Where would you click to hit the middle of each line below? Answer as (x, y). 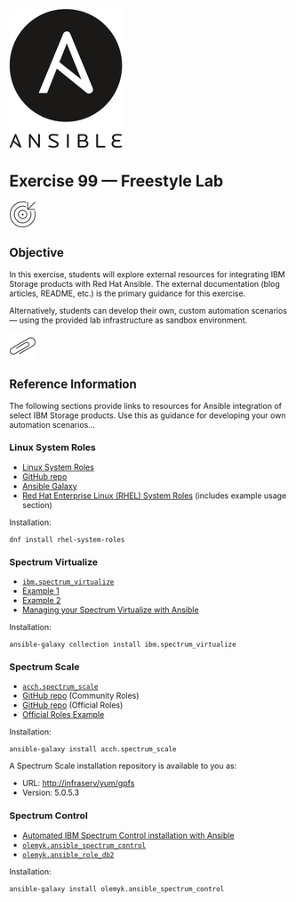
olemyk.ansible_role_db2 (68, 855)
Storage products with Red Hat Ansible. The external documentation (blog (144, 283)
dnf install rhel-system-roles (67, 539)
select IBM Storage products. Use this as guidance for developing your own (148, 415)
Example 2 (41, 601)
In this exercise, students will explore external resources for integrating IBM (148, 274)
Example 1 (40, 591)
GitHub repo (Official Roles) (72, 705)
